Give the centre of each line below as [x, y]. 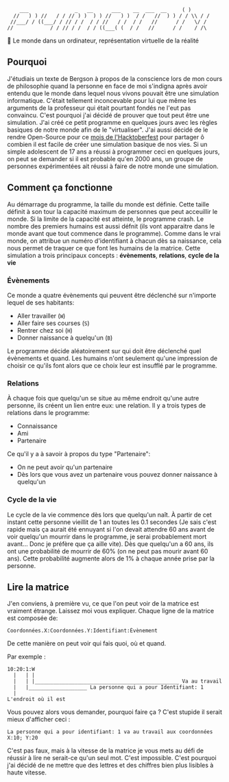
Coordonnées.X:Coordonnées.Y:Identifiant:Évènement [82, 631]
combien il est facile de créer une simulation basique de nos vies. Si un [107, 144]
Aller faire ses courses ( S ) [53, 323]
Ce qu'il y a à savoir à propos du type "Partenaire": [79, 454]
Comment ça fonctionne [60, 188]
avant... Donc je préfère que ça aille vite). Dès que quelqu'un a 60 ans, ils [110, 544]
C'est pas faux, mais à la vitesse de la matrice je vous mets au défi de [106, 750]
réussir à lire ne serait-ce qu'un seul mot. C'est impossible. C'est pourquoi [112, 758]
